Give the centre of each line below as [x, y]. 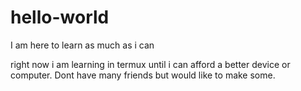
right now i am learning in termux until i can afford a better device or [150, 64]
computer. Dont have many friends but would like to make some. [143, 75]
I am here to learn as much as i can [82, 45]
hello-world [60, 17]
